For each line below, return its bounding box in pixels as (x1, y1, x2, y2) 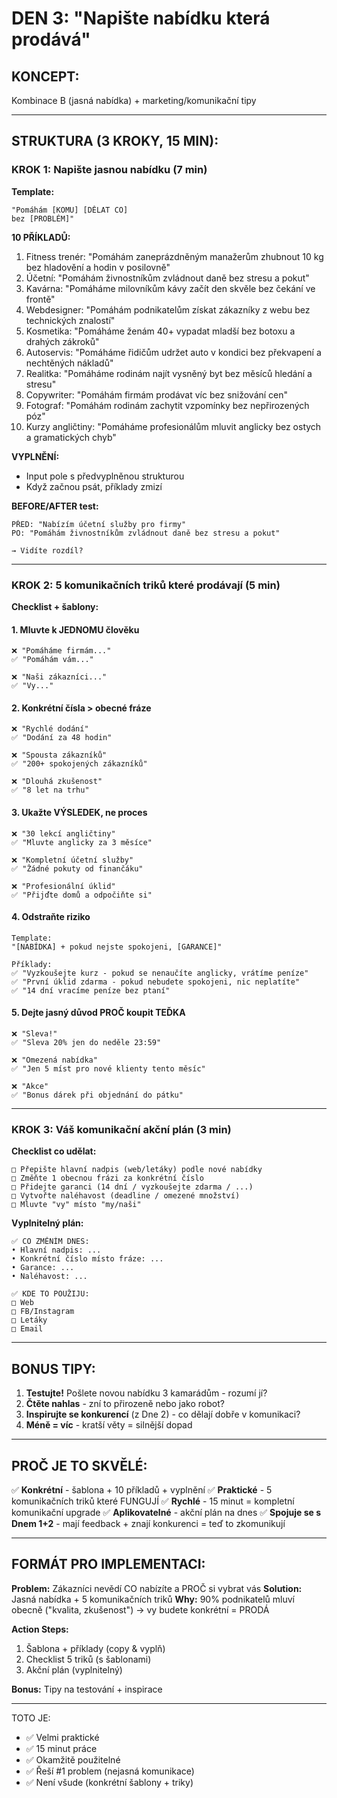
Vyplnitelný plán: (11, 1217, 84, 1229)
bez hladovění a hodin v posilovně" (25, 261, 171, 273)
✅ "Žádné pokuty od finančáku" (11, 863, 144, 874)
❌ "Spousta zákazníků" (11, 750, 108, 761)
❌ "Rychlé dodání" (11, 724, 89, 734)
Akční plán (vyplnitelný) (25, 1663, 123, 1676)
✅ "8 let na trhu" (11, 785, 90, 796)
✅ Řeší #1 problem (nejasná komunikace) (25, 1765, 195, 1777)
